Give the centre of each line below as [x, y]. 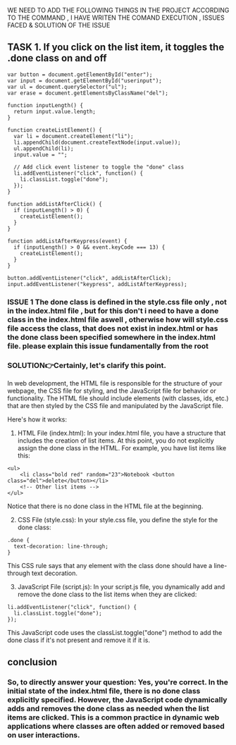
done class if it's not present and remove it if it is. [79, 640]
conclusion [32, 662]
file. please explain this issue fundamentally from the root [108, 346]
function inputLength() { [45, 105]
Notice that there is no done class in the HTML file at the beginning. [105, 506]
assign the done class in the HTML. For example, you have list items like [122, 448]
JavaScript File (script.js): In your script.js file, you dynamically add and [121, 587]
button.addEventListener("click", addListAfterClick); [89, 278]
